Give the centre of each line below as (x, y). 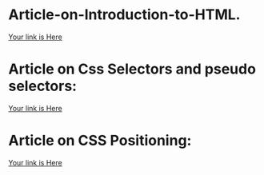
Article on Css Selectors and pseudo (132, 69)
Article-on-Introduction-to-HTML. (124, 15)
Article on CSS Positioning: (100, 141)
